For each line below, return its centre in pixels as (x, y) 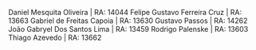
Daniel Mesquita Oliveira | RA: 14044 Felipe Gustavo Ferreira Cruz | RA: (125, 12)
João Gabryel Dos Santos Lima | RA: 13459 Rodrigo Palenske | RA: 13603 (128, 29)
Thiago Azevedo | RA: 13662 (55, 37)
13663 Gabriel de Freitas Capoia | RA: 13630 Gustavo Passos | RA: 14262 (128, 21)
